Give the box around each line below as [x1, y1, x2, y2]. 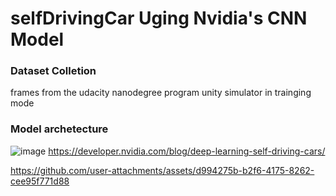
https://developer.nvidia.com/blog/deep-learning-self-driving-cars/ [48, 145, 326, 157]
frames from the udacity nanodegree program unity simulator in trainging [10, 87, 312, 99]
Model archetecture [10, 122, 109, 136]
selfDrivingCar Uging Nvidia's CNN [10, 7, 308, 30]
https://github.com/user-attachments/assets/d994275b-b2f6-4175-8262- [10, 164, 315, 176]
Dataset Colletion [10, 64, 97, 78]
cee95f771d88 [10, 175, 70, 187]
